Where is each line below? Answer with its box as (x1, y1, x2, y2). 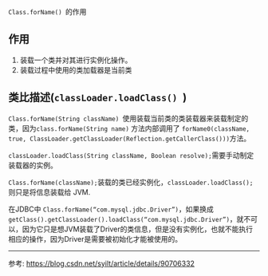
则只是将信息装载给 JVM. (8, 187, 91, 197)
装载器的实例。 (8, 160, 57, 170)
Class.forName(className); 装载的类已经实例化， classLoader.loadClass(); (8, 177, 254, 187)
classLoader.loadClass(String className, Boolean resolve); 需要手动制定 (8, 150, 254, 160)
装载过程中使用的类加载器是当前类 (19, 65, 132, 74)
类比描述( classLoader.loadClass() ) (8, 91, 187, 104)
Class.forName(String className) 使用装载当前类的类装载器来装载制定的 (8, 113, 249, 123)
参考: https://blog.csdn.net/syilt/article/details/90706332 (8, 258, 195, 268)
